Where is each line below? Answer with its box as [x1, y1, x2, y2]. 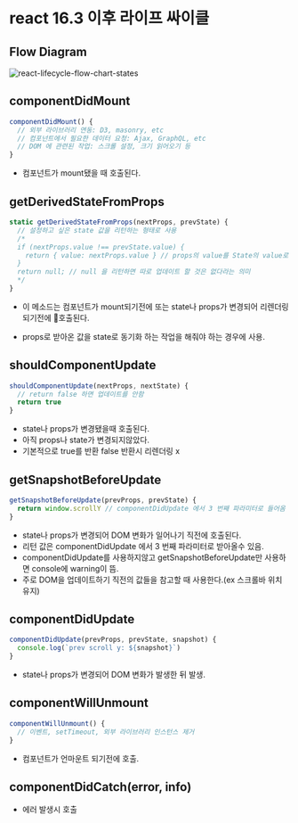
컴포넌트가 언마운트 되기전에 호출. [21, 753, 140, 763]
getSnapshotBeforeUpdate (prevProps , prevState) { [9, 496, 197, 505]
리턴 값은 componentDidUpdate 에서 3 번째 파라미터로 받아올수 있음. [21, 540, 264, 551]
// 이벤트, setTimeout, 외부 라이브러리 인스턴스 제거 [17, 728, 195, 737]
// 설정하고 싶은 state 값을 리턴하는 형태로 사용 [17, 226, 177, 235]
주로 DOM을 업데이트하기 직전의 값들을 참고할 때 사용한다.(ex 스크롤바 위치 [21, 574, 283, 585]
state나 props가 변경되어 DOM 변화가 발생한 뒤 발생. [21, 670, 206, 680]
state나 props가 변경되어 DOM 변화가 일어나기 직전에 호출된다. [21, 530, 242, 540]
